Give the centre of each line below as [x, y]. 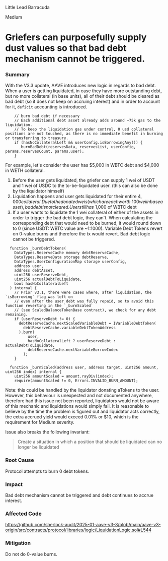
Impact [14, 484]
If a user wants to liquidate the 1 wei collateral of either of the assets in [86, 212]
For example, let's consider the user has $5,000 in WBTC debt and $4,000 [82, 165]
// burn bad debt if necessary [47, 116]
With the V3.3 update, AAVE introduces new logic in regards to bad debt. [80, 86]
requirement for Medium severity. [40, 422]
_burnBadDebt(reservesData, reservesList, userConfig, [77, 147]
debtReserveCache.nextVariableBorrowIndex [73, 350]
